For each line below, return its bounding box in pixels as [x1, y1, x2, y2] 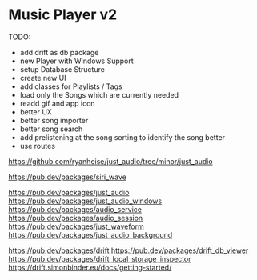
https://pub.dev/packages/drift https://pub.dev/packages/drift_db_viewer [8, 246, 249, 255]
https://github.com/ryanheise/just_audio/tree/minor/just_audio [8, 156, 214, 166]
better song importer [19, 115, 89, 125]
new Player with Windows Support [19, 56, 134, 66]
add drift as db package [19, 47, 99, 57]
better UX [19, 106, 52, 117]
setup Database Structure [19, 64, 106, 74]
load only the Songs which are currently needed [19, 90, 179, 99]
